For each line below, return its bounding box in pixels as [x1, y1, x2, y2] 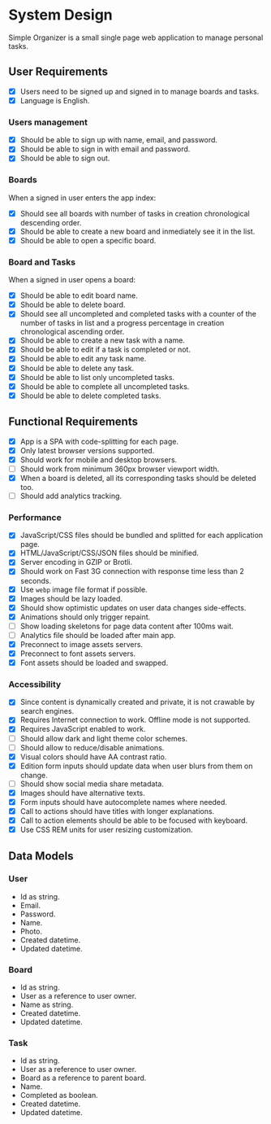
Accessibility [8, 678, 62, 689]
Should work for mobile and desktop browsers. [19, 454, 178, 465]
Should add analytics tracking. [19, 491, 123, 501]
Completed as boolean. [19, 1091, 99, 1100]
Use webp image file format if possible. [19, 584, 148, 594]
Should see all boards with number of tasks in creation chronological [19, 208, 250, 218]
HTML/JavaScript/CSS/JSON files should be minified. [19, 548, 199, 558]
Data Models [8, 849, 74, 863]
